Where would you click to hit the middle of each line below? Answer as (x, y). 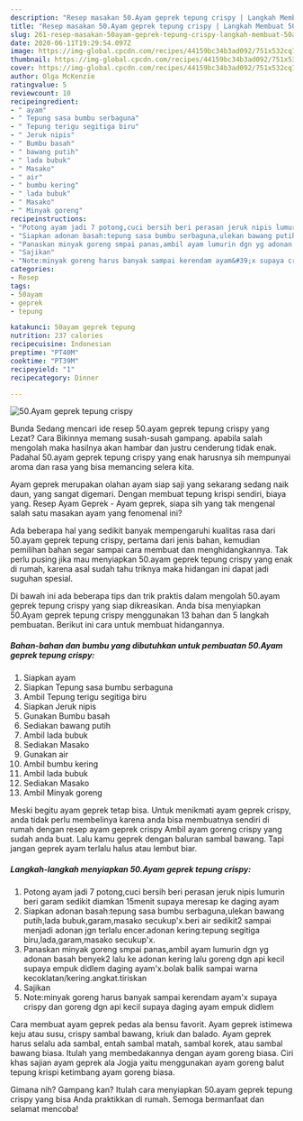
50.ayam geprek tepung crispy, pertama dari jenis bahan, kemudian (135, 540)
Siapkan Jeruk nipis (60, 707)
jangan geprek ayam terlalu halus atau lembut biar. (103, 849)
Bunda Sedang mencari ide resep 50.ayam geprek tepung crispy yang (140, 428)
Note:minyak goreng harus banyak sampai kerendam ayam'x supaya (150, 997)
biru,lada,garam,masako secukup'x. (89, 940)
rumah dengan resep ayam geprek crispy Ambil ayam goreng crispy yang (146, 830)
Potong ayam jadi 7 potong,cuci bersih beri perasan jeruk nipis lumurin (154, 892)
